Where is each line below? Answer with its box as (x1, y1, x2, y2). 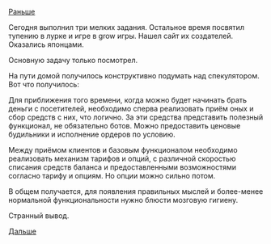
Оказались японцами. (8, 40, 84, 49)
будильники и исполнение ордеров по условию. (8, 129, 176, 139)
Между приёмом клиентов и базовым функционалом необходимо (8, 145, 238, 154)
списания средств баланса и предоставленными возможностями (8, 162, 237, 172)
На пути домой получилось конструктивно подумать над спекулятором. (8, 71, 260, 80)
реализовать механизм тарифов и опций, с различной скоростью (8, 154, 236, 163)
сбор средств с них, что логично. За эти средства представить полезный (8, 112, 264, 122)
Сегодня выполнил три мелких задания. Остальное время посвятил (8, 23, 245, 32)
